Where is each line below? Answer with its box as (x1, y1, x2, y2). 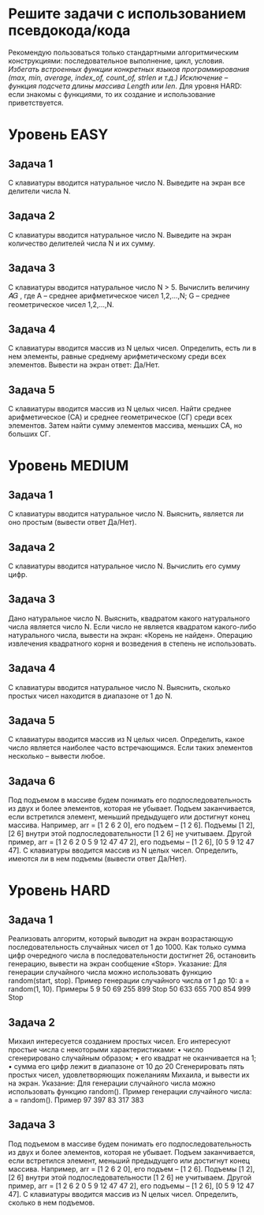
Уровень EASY (8, 126, 109, 144)
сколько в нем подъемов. (8, 1198, 95, 1207)
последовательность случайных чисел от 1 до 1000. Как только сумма (8, 943, 247, 952)
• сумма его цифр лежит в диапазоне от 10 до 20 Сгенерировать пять (8, 1062, 244, 1071)
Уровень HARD (8, 882, 110, 900)
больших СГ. (8, 429, 51, 439)
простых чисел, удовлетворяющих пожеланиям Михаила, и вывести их (8, 1071, 250, 1080)
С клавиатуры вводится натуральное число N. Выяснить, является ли (8, 509, 244, 519)
